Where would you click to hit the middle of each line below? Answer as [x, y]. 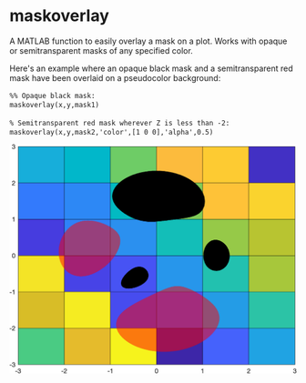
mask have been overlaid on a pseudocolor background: [115, 77]
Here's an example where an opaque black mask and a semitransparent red [151, 68]
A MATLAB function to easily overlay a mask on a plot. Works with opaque [148, 41]
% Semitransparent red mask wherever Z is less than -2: [120, 123]
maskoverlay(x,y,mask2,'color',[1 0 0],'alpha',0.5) [112, 132]
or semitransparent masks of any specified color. [101, 50]
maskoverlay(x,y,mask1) [55, 105]
